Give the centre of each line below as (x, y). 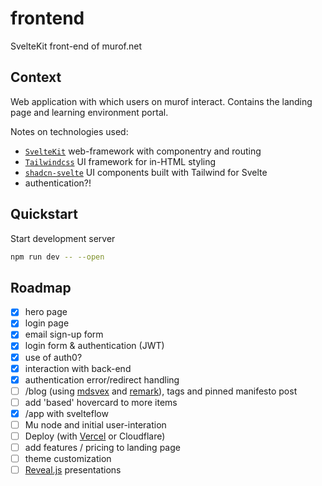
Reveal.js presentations (73, 470)
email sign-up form (64, 334)
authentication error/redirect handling (102, 379)
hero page (46, 312)
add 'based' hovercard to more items (101, 402)
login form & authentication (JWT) (94, 346)
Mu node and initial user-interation (95, 424)
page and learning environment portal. (89, 112)
